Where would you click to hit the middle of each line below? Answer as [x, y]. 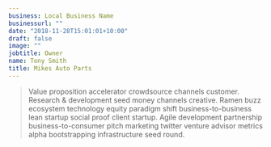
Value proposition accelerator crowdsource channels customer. [134, 91]
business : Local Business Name [61, 16]
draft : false [30, 38]
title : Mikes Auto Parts [50, 69]
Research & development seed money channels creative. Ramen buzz [144, 100]
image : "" [25, 46]
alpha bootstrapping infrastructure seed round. [106, 134]
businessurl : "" [36, 23]
